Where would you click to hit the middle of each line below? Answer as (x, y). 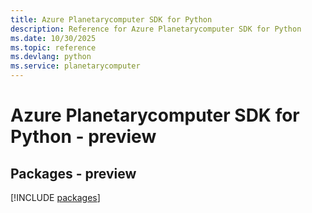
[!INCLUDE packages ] (55, 197)
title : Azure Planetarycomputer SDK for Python (111, 19)
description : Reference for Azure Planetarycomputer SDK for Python (156, 29)
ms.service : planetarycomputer (75, 66)
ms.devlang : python (51, 57)
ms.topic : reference (53, 47)
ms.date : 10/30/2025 (53, 38)
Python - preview (83, 137)
